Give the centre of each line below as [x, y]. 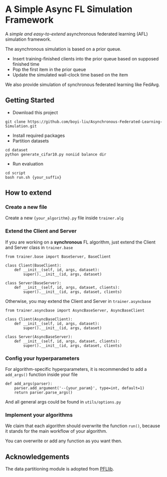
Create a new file [26, 207]
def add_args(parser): [29, 384]
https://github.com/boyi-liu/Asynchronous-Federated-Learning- [95, 122]
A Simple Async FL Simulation [69, 9]
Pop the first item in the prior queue [49, 69]
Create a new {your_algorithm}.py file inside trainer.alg [64, 218]
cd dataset [17, 150]
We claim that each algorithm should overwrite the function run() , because [83, 426]
